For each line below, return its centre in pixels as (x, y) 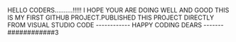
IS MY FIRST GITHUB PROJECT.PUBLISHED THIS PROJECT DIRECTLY (111, 17)
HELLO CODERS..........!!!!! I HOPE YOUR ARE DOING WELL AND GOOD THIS (118, 10)
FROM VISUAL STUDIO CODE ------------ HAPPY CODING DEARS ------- (116, 25)
